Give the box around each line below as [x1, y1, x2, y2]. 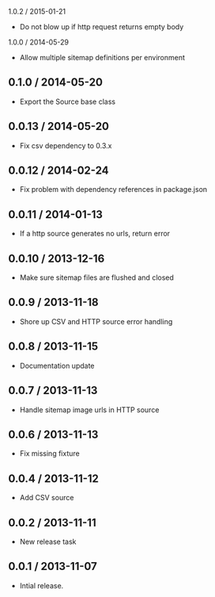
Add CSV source [19, 493, 74, 503]
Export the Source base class [19, 97, 116, 106]
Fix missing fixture [19, 449, 81, 458]
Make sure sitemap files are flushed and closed [19, 273, 174, 282]
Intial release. [19, 580, 64, 590]
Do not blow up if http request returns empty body [19, 22, 184, 31]
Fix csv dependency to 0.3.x [19, 140, 112, 150]
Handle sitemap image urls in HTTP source [19, 404, 160, 415]
